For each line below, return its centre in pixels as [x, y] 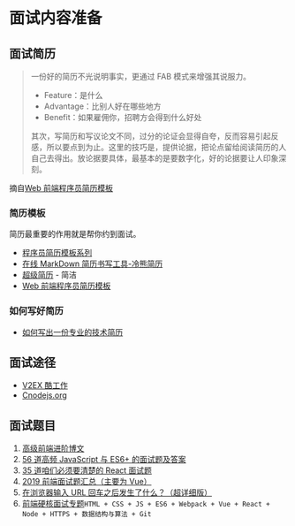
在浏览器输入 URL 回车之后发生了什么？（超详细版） [117, 492]
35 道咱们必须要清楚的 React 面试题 [87, 470]
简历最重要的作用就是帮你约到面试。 [75, 234]
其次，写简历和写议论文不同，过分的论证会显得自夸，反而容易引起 [151, 136]
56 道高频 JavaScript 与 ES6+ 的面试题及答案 [104, 460]
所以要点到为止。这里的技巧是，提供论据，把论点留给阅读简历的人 [166, 147]
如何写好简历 [37, 311]
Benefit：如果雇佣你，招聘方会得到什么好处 [123, 117]
